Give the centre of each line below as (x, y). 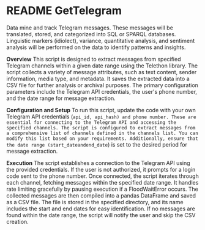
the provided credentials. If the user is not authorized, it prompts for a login (101, 169)
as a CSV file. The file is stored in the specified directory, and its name (95, 202)
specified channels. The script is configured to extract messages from (101, 128)
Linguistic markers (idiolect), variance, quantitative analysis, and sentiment (100, 40)
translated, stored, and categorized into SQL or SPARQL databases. (91, 34)
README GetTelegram (64, 11)
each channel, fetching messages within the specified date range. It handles (102, 182)
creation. (17, 221)
